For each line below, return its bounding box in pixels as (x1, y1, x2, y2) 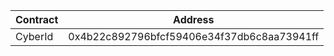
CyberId (15, 30, 54, 43)
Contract (15, 13, 59, 26)
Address (173, 13, 215, 26)
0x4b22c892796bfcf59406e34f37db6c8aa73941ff (68, 30, 320, 43)
